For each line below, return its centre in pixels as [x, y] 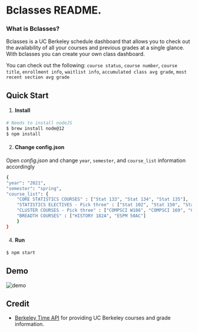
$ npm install [24, 134]
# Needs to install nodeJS [39, 123]
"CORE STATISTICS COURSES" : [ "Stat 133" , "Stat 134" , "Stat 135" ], [103, 199]
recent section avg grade [38, 77]
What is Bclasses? [33, 29]
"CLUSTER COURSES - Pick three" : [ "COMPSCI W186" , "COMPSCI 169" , [101, 211]
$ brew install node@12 [35, 128]
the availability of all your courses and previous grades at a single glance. [95, 48]
